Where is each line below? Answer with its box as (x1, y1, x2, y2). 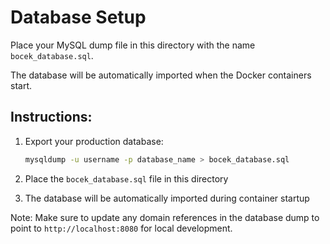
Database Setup (10, 6, 147, 29)
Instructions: (10, 109, 93, 126)
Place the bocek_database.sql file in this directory (24, 172, 229, 185)
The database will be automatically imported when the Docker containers (10, 69, 312, 81)
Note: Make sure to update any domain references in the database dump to (10, 211, 320, 223)
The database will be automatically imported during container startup (24, 192, 310, 204)
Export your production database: (24, 135, 164, 147)
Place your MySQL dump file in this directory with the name (10, 39, 256, 51)
